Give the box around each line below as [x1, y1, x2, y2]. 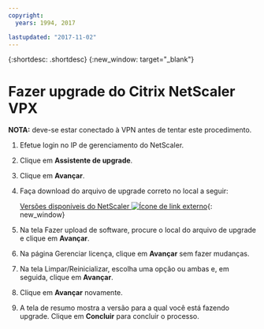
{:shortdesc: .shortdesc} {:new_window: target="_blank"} [8, 54, 195, 64]
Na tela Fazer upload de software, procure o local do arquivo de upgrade [19, 226, 257, 235]
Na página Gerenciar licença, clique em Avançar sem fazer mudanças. [19, 249, 250, 259]
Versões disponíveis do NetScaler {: [19, 202, 213, 211]
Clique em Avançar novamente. [19, 288, 124, 297]
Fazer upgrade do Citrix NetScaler [8, 82, 236, 100]
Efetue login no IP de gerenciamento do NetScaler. [19, 140, 184, 150]
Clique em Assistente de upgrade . [19, 155, 133, 166]
